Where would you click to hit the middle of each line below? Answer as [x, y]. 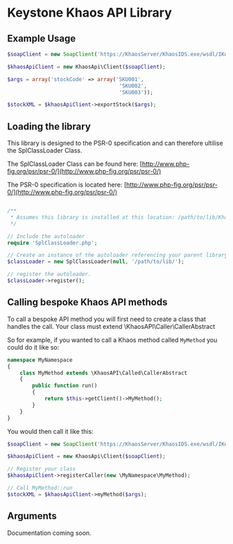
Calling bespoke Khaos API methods [87, 302]
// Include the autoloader [46, 236]
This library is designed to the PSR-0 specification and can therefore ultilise [115, 143]
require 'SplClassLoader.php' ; [52, 243]
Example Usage [42, 39]
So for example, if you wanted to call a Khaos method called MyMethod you [112, 340]
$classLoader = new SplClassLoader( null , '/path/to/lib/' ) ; [96, 262]
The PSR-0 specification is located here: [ [67, 185]
